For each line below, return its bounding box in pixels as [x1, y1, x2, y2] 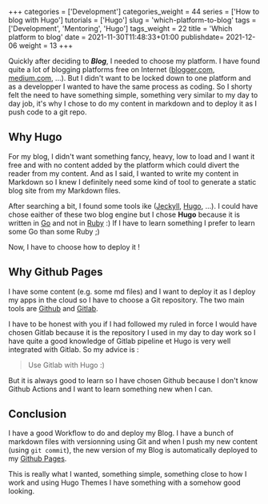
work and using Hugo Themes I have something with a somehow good [8, 478, 242, 487]
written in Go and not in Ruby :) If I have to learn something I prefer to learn [8, 218, 256, 227]
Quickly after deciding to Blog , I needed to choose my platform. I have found [8, 56, 261, 66]
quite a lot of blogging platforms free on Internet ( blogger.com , [8, 65, 215, 74]
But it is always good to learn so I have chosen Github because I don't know [8, 375, 258, 385]
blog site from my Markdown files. [8, 186, 122, 195]
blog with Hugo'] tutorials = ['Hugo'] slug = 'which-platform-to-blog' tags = [8, 15, 257, 25]
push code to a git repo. [8, 107, 87, 117]
